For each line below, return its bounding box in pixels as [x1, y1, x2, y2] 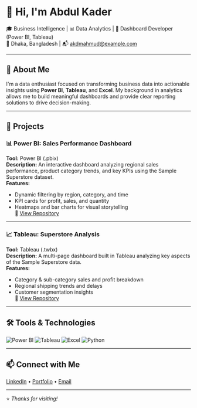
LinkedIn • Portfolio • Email [6, 378, 72, 385]
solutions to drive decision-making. [6, 99, 91, 106]
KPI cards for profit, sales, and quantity [14, 198, 110, 205]
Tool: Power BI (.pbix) [6, 155, 59, 162]
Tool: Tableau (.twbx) [6, 246, 58, 253]
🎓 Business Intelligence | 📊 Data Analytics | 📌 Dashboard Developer [6, 25, 174, 32]
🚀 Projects [6, 121, 45, 131]
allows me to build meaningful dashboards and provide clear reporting [6, 93, 176, 100]
